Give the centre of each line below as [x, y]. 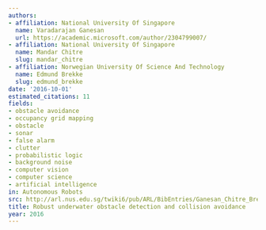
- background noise [40, 163]
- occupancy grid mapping [51, 119]
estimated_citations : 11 [49, 96]
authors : [23, 15]
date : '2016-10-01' [40, 89]
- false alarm [32, 140]
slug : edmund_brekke [49, 81]
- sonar [21, 133]
